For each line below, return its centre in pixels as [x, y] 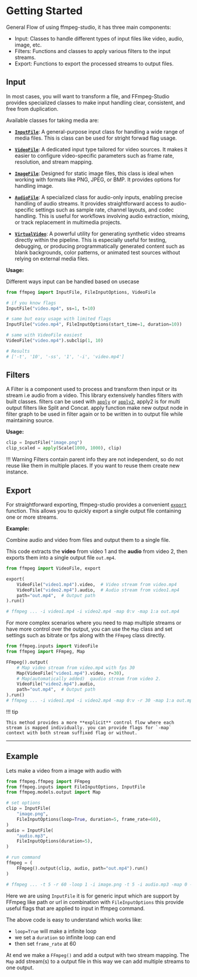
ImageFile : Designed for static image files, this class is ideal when [94, 173]
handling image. [34, 186]
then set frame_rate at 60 [45, 943]
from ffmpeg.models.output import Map [53, 792]
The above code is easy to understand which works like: [74, 919]
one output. [20, 968]
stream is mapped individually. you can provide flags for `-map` [89, 728]
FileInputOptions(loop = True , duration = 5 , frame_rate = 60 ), [89, 819]
